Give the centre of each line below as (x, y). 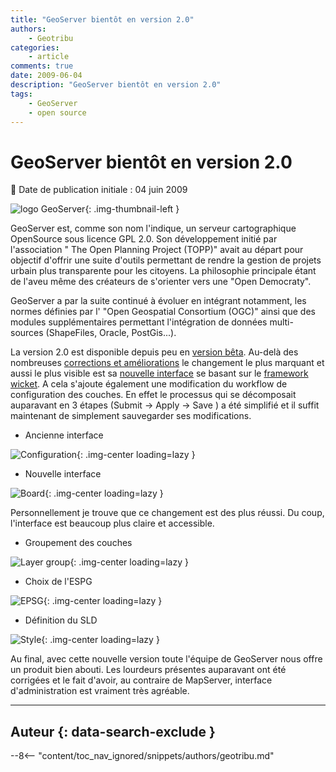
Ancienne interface (64, 435)
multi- (281, 322)
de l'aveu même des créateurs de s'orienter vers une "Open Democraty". (161, 282)
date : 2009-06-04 (46, 76)
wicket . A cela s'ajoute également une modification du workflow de (149, 384)
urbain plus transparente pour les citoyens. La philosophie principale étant (163, 271)
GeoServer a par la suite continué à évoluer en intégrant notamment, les (158, 301)
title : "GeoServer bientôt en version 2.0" (102, 19)
